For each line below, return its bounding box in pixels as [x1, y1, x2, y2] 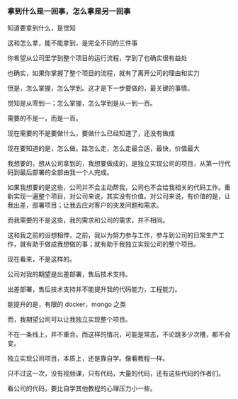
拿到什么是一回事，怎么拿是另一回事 [7, 6, 131, 16]
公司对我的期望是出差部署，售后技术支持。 [7, 270, 132, 279]
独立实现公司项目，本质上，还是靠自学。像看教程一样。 [7, 354, 169, 363]
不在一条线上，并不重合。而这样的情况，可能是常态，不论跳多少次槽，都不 [7, 330, 225, 339]
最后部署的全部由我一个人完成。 [19, 168, 113, 176]
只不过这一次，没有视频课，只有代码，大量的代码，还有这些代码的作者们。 [7, 369, 225, 378]
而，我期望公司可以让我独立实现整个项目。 [7, 315, 132, 324]
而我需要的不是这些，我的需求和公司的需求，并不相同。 [7, 216, 169, 225]
